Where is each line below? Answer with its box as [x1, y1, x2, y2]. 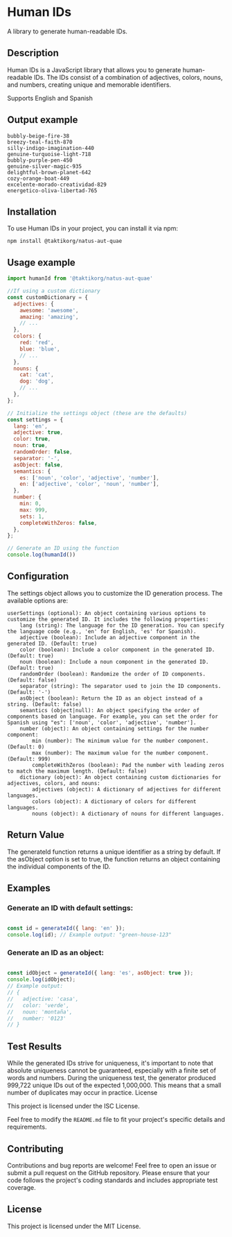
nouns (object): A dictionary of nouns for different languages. [32, 810, 225, 817]
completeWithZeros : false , [19, 519, 98, 526]
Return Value [7, 829, 64, 841]
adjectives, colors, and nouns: [7, 780, 100, 786]
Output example [7, 114, 78, 126]
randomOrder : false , [13, 448, 73, 455]
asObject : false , [13, 461, 64, 469]
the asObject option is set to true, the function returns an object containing [7, 855, 220, 863]
